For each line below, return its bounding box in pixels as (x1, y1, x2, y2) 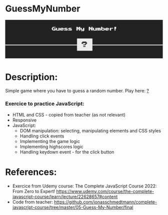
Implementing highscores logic (19, 143, 83, 149)
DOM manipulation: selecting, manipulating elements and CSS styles (19, 127, 161, 133)
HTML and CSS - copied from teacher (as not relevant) (12, 111, 126, 117)
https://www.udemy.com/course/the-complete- (56, 188, 154, 194)
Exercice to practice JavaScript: (5, 100, 84, 107)
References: (5, 166, 57, 177)
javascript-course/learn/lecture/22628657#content (12, 193, 118, 199)
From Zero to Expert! (12, 188, 55, 194)
